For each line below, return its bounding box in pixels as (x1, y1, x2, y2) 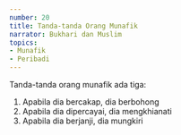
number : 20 (9, 13, 50, 22)
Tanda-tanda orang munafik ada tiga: (9, 80, 147, 89)
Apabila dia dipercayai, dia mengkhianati (22, 106, 172, 116)
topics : (9, 38, 39, 47)
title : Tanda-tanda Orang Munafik (9, 21, 139, 30)
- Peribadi (9, 55, 50, 63)
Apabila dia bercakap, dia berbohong (22, 97, 159, 107)
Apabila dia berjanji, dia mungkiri (22, 115, 143, 126)
